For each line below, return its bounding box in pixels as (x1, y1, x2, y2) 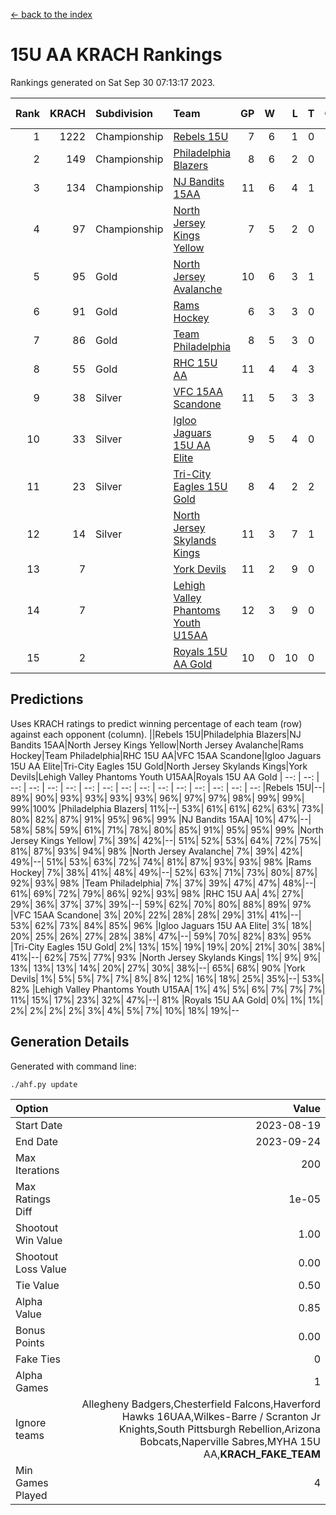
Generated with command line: (10, 1060, 137, 1072)
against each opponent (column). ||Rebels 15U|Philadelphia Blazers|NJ (10, 728, 302, 740)
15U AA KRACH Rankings (10, 44, 223, 66)
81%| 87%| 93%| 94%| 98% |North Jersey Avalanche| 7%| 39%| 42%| (10, 845, 303, 857)
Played (15, 1488, 48, 1502)
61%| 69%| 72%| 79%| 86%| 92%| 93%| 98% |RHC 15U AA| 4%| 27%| (10, 887, 304, 899)
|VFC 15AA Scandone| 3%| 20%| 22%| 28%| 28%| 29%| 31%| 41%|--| (10, 909, 302, 921)
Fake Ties (15, 1352, 62, 1366)
